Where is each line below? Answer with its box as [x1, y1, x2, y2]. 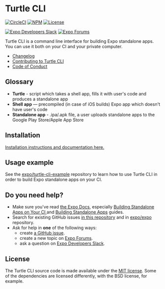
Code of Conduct [12, 63, 48, 69]
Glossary [5, 78, 33, 86]
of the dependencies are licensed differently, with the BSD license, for [5, 273, 147, 279]
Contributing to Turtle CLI [12, 58, 64, 64]
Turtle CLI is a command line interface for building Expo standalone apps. [5, 38, 154, 44]
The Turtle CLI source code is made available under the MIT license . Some [5, 268, 157, 273]
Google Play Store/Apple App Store [12, 116, 84, 123]
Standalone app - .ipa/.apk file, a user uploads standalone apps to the [12, 112, 155, 117]
